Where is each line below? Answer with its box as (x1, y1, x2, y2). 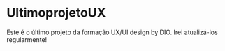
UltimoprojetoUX (6, 5, 106, 21)
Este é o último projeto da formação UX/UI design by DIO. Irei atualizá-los (6, 28, 218, 36)
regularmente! (6, 35, 48, 43)
